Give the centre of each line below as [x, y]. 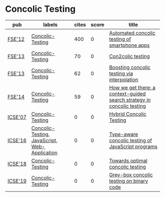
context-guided [127, 93]
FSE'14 [16, 97]
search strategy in [130, 100]
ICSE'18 [17, 164]
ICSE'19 [17, 181]
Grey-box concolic [131, 174]
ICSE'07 [17, 117]
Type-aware [124, 134]
